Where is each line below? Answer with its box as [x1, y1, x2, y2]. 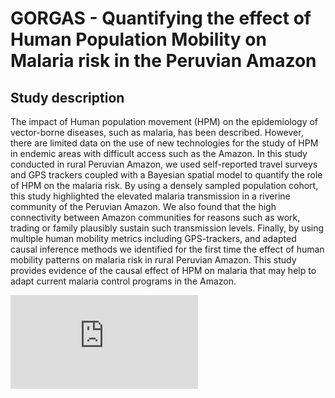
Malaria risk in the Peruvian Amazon [10, 50, 317, 72]
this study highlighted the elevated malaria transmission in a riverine [10, 190, 291, 202]
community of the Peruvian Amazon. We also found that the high [10, 201, 277, 212]
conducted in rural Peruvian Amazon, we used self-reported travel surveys [10, 158, 318, 170]
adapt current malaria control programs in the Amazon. [10, 275, 237, 287]
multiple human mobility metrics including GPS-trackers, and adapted [10, 233, 297, 244]
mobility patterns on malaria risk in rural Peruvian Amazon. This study [10, 254, 297, 266]
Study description [10, 89, 125, 106]
